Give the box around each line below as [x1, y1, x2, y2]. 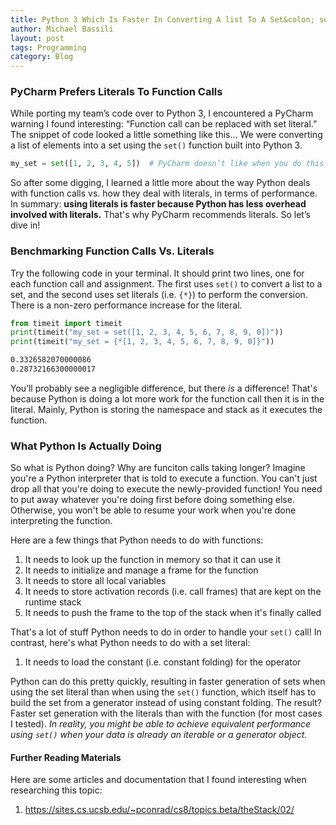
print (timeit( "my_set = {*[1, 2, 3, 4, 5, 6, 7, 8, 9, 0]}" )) [10, 337, 275, 347]
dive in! [10, 219, 41, 231]
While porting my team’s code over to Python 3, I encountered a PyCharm [10, 107, 314, 120]
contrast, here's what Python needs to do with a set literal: [10, 637, 251, 649]
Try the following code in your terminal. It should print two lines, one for [10, 267, 305, 279]
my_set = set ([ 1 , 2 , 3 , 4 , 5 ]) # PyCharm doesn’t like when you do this [10, 159, 325, 169]
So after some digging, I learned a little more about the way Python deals [10, 177, 311, 189]
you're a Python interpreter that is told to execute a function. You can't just [10, 472, 318, 485]
